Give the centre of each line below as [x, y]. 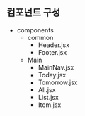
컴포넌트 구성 [34, 13]
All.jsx [47, 89]
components [35, 30]
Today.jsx [52, 75]
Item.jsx [50, 105]
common [40, 37]
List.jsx [49, 97]
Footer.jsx [52, 52]
